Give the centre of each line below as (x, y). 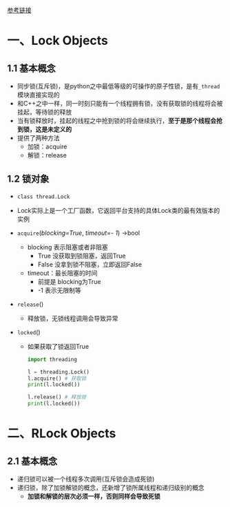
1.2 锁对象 (28, 179)
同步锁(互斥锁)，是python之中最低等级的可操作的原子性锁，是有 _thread (118, 86)
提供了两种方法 (38, 138)
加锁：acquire (47, 146)
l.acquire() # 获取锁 (57, 379)
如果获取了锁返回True (58, 346)
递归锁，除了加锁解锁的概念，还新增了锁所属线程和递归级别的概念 (111, 488)
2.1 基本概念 (32, 461)
